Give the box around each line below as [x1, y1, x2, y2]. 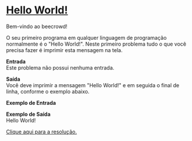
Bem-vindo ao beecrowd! [6, 23, 68, 30]
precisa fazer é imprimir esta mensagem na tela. [6, 46, 123, 53]
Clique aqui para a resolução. [6, 128, 78, 135]
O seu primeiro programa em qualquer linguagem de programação [6, 34, 167, 41]
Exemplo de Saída [6, 111, 51, 118]
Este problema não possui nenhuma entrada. [6, 64, 114, 71]
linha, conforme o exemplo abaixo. [6, 88, 90, 95]
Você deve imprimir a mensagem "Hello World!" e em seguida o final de [6, 81, 180, 88]
